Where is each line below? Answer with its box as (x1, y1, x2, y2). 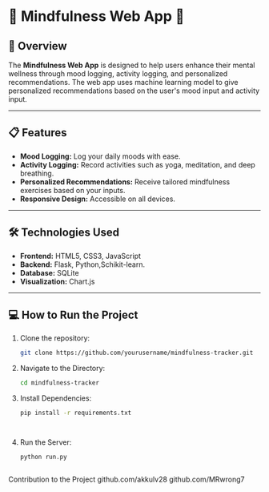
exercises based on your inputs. (19, 185, 126, 195)
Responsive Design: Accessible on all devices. (19, 194, 176, 204)
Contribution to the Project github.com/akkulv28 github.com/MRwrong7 (8, 474, 246, 484)
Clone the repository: (19, 333, 90, 343)
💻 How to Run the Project (8, 309, 139, 322)
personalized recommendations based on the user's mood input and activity (8, 86, 260, 95)
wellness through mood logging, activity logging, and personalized (8, 69, 228, 79)
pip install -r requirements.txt (19, 409, 132, 417)
